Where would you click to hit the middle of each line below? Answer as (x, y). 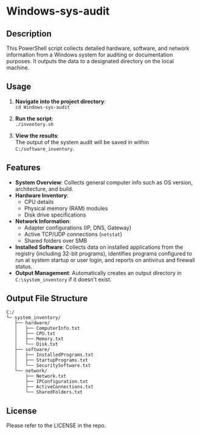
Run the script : (34, 118)
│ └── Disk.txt (36, 344)
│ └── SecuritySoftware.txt (53, 366)
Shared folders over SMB (56, 240)
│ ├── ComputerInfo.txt (47, 329)
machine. (18, 68)
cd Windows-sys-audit (42, 107)
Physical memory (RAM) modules (66, 208)
